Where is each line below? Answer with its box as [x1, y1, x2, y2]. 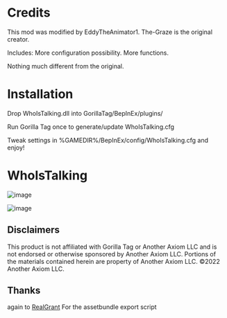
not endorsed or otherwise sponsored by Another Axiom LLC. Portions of [7, 249, 217, 258]
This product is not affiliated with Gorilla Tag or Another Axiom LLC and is [7, 242, 217, 251]
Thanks [7, 285, 41, 297]
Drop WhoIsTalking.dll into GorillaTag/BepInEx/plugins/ [7, 109, 163, 117]
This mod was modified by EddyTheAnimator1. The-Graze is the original [7, 28, 213, 36]
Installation [7, 87, 74, 102]
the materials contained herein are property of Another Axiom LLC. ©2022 [7, 257, 220, 265]
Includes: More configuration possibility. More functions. [7, 48, 169, 57]
